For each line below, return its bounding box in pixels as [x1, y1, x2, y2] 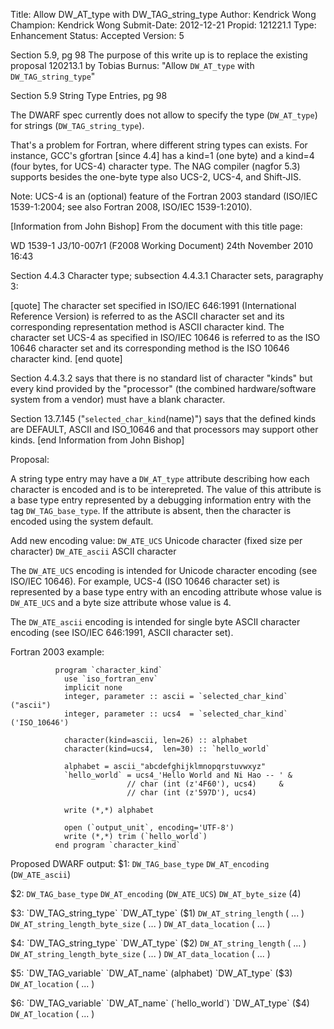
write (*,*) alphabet [63, 805, 155, 815]
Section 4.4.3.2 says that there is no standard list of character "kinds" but [10, 372, 313, 384]
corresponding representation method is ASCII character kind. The [10, 321, 285, 333]
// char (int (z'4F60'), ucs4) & [126, 779, 284, 789]
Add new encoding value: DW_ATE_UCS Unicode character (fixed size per [10, 535, 303, 546]
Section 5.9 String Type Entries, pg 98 [10, 90, 168, 101]
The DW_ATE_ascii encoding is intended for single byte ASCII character [10, 616, 301, 628]
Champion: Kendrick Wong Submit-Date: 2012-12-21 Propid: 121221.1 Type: [10, 19, 317, 31]
